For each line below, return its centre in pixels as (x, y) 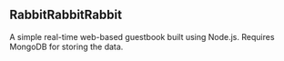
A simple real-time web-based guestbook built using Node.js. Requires (142, 36)
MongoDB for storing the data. (66, 46)
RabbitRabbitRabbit (66, 15)
